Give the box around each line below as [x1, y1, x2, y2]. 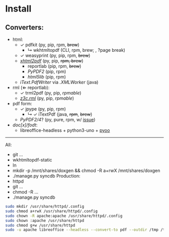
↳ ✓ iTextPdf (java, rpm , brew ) [27, 111, 93, 117]
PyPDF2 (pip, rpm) [27, 68, 66, 74]
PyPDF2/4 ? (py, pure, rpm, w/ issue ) [20, 117, 96, 122]
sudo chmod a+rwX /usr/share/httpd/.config [5, 208, 98, 214]
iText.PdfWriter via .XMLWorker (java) [20, 79, 99, 85]
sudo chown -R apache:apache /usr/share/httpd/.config [5, 213, 123, 218]
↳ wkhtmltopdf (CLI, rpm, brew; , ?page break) [27, 47, 126, 53]
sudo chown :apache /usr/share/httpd [5, 218, 84, 223]
